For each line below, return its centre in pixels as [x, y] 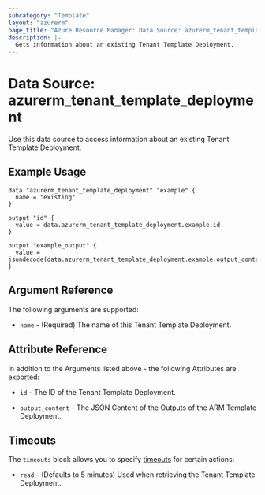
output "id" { [32, 218]
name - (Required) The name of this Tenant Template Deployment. [125, 325]
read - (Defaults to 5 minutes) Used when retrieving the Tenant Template [137, 475]
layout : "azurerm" [38, 23]
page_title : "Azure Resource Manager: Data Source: [95, 30]
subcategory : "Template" [49, 15]
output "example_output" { [52, 245]
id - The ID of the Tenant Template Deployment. [97, 392]
